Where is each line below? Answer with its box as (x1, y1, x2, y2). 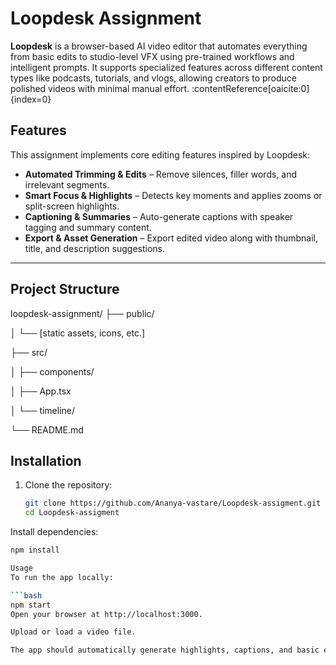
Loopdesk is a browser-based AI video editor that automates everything (10, 40, 308, 52)
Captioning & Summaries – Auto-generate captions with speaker (24, 210, 294, 222)
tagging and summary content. (24, 221, 152, 233)
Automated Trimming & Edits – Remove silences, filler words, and (24, 168, 298, 180)
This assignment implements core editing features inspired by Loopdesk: (10, 148, 311, 161)
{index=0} (10, 93, 52, 105)
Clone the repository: (24, 479, 113, 491)
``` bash (10, 590, 43, 601)
